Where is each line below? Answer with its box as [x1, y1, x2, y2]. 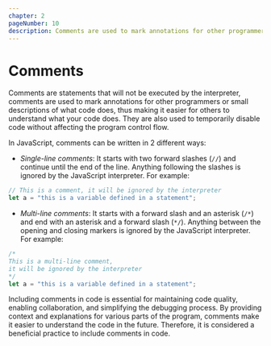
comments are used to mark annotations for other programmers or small [8, 97, 248, 106]
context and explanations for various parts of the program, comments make [8, 311, 260, 321]
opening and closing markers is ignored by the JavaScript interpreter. [19, 226, 251, 236]
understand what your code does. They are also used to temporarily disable [8, 114, 261, 123]
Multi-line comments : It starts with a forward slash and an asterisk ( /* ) [19, 209, 254, 219]
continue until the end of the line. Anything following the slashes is [19, 162, 241, 172]
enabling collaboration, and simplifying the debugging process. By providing [8, 303, 262, 313]
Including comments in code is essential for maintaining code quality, [8, 294, 238, 304]
